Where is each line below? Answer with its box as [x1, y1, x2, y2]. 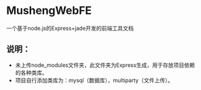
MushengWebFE [6, 4, 92, 18]
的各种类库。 [15, 69, 48, 76]
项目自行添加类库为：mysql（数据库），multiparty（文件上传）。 [15, 77, 174, 84]
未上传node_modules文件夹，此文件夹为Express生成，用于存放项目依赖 [15, 61, 196, 69]
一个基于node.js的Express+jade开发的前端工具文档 [6, 24, 134, 32]
